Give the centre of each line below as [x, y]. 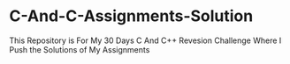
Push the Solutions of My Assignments [80, 49]
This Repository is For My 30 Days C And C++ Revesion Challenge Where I [145, 40]
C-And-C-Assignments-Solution [131, 16]
